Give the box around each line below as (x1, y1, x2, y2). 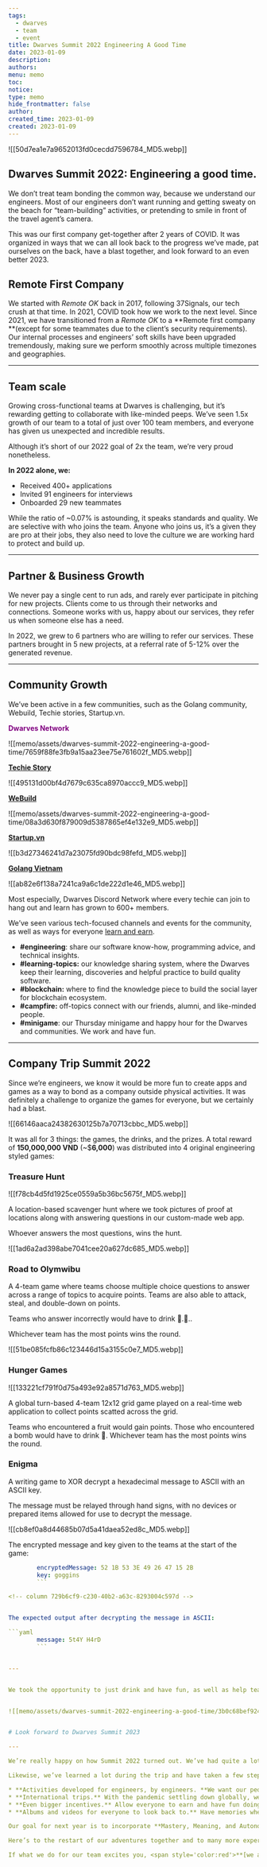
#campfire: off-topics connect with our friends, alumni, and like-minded (19, 1001, 257, 1011)
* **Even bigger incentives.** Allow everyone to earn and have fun (8, 1800, 240, 1809)
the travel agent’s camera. (8, 214, 94, 223)
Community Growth (8, 678, 108, 692)
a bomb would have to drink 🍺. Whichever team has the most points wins (8, 1430, 247, 1440)
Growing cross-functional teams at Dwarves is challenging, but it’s (8, 401, 226, 410)
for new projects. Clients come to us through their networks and (8, 599, 218, 608)
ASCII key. (8, 1485, 42, 1495)
